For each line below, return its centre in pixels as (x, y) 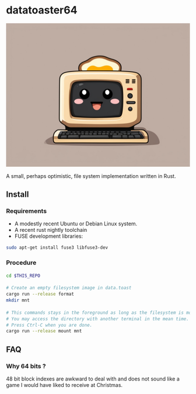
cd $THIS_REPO (23, 276)
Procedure (21, 263)
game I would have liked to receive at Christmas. (64, 385)
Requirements (27, 211)
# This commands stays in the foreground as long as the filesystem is (95, 313)
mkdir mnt (18, 300)
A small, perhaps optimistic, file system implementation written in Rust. (91, 176)
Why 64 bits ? (26, 366)
